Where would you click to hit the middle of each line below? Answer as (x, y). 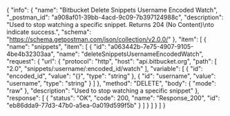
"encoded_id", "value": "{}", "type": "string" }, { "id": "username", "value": (111, 76)
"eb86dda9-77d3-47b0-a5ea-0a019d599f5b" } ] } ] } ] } (86, 105)
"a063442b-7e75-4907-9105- (151, 47)
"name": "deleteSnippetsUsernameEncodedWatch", (130, 54)
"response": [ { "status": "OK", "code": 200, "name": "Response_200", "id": (113, 98)
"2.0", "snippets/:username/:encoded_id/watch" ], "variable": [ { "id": (105, 69)
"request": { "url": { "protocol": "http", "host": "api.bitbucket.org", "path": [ (112, 61)
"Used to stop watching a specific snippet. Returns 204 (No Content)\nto (111, 25)
